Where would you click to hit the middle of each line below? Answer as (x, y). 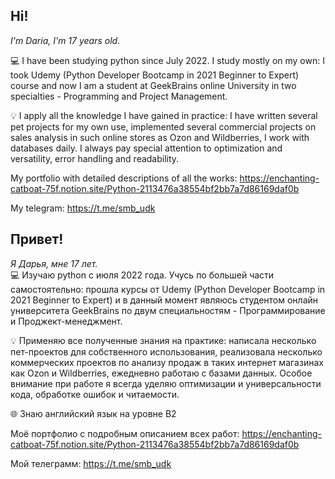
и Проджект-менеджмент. (66, 321)
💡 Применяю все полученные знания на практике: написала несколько (163, 340)
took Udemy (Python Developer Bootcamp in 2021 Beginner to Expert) (155, 75)
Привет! (37, 239)
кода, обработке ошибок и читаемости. (95, 394)
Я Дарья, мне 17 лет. (54, 263)
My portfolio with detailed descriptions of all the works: (124, 178)
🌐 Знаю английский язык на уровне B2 (93, 413)
